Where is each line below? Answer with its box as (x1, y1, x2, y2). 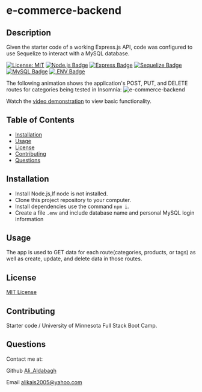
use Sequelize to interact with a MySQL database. (6, 50, 130, 57)
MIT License (6, 289, 37, 296)
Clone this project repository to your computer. (14, 196, 131, 203)
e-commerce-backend (6, 4, 122, 17)
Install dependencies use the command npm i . (14, 203, 129, 210)
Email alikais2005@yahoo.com (6, 378, 82, 385)
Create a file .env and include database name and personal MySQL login (14, 209, 195, 216)
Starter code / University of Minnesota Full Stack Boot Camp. (6, 322, 158, 329)
